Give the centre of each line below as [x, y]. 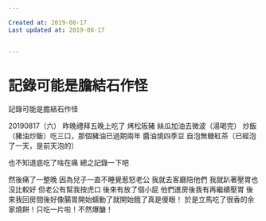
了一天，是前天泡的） [43, 146]
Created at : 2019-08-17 [48, 22]
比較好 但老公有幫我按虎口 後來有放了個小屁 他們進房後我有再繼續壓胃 [129, 190]
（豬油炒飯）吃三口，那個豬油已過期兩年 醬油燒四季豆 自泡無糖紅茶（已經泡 [132, 136]
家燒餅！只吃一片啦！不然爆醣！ [61, 209]
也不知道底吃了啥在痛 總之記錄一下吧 [68, 163]
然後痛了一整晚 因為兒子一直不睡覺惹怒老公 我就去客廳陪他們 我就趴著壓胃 [130, 180]
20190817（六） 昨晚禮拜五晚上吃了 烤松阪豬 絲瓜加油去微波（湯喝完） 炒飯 [133, 126]
